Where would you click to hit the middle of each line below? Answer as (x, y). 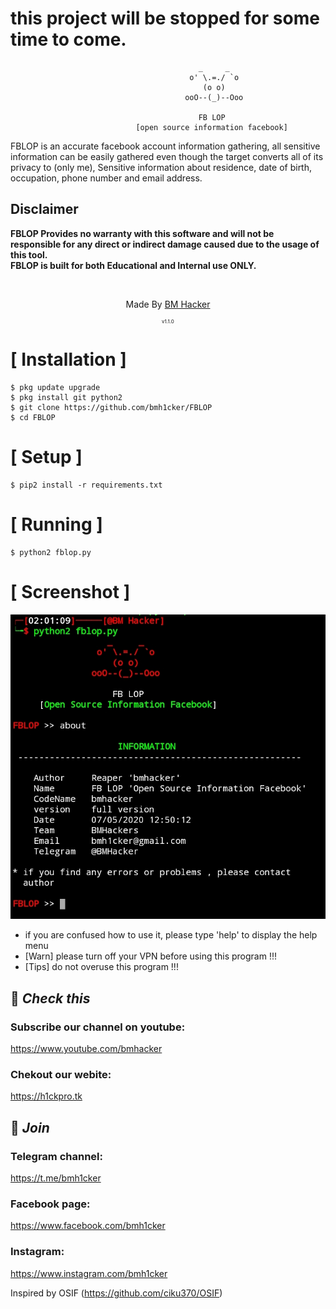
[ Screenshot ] (70, 591)
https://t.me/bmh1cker (56, 1178)
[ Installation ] (68, 359)
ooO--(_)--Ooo (214, 97)
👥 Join (30, 1127)
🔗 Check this (50, 998)
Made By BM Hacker (168, 304)
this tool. (29, 254)
